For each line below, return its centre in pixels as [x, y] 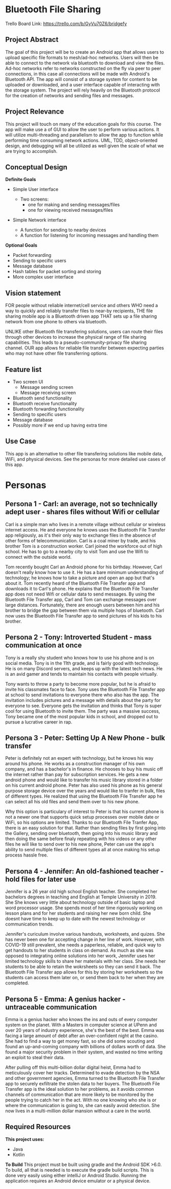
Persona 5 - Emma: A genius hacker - [65, 999]
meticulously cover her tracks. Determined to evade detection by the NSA [82, 1073]
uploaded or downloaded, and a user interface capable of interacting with [83, 84]
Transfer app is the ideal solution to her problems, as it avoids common [80, 1089]
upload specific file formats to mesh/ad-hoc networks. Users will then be [82, 57]
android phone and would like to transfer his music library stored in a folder [84, 780]
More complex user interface [43, 277]
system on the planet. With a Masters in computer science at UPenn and [81, 1025]
